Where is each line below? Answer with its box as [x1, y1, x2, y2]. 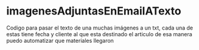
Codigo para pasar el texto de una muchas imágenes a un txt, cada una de [6, 24, 194, 31]
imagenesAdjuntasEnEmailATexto [6, 4, 181, 18]
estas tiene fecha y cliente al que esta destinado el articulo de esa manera [6, 30, 193, 37]
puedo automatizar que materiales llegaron [6, 37, 114, 44]
